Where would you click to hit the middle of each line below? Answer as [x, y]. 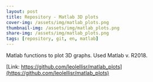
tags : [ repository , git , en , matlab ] [52, 39]
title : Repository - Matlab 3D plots [52, 17]
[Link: [13, 67]
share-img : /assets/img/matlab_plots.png [58, 33]
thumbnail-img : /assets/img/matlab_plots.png [63, 28]
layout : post [22, 11]
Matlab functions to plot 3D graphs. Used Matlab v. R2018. [77, 55]
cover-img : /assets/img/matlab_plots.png [58, 22]
